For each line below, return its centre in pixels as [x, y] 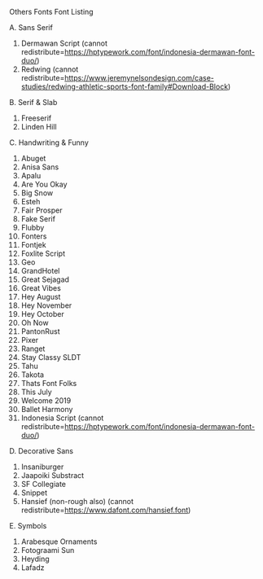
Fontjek [34, 245]
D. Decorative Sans [42, 451]
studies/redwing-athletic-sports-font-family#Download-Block [125, 86]
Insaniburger [42, 467]
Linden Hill [39, 127]
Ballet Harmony [47, 409]
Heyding [35, 559]
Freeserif [36, 118]
